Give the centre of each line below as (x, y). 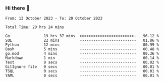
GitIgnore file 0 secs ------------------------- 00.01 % (82, 67)
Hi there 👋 (18, 8)
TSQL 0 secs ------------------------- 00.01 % (82, 71)
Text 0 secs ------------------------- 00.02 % (82, 62)
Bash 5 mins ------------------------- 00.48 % (82, 49)
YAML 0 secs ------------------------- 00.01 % (82, 76)
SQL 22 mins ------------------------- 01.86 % (82, 40)
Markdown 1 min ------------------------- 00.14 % (82, 58)
